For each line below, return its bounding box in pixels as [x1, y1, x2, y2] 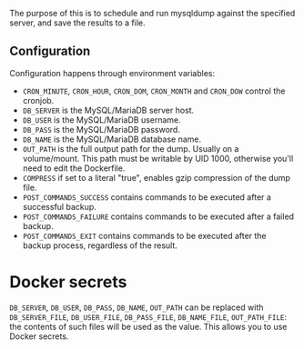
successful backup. [22, 201, 97, 212]
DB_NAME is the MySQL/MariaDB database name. [22, 134, 202, 145]
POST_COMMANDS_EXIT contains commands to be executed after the [22, 230, 267, 241]
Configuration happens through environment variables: [9, 67, 216, 78]
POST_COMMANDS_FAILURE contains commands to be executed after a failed [22, 211, 294, 222]
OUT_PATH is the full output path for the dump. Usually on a [22, 143, 239, 154]
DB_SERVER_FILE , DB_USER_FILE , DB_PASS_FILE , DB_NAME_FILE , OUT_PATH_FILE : [9, 311, 288, 322]
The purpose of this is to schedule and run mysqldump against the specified [9, 8, 296, 18]
